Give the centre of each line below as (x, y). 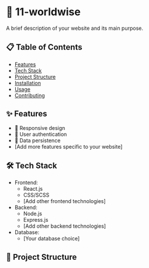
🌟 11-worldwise (43, 12)
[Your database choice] (51, 239)
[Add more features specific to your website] (68, 146)
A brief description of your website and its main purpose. (74, 28)
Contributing (30, 95)
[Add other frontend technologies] (65, 201)
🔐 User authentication (41, 134)
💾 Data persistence (37, 140)
